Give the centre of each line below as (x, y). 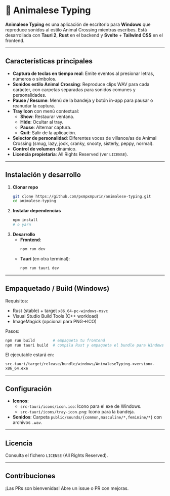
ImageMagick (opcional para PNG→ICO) (55, 321)
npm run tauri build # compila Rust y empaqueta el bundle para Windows (85, 345)
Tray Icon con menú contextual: (46, 111)
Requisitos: (17, 300)
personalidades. (29, 95)
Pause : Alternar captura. (46, 127)
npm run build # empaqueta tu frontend (55, 340)
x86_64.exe (17, 369)
